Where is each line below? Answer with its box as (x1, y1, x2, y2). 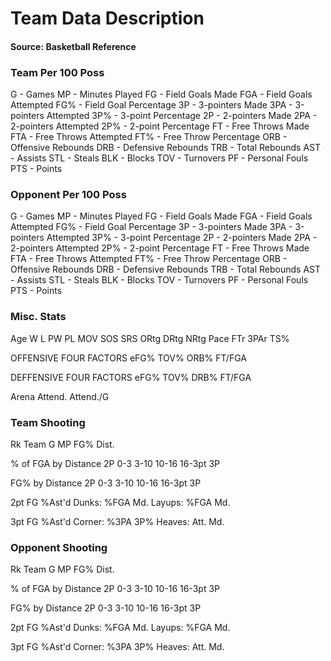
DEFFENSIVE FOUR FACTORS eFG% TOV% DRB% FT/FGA (10, 371, 252, 383)
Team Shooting (10, 415, 86, 429)
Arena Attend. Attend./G (10, 390, 110, 402)
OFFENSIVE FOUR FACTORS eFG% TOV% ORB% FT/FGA (10, 352, 247, 364)
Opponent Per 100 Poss (10, 188, 127, 201)
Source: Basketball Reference (10, 40, 137, 52)
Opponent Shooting (10, 540, 108, 554)
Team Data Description (10, 7, 205, 30)
